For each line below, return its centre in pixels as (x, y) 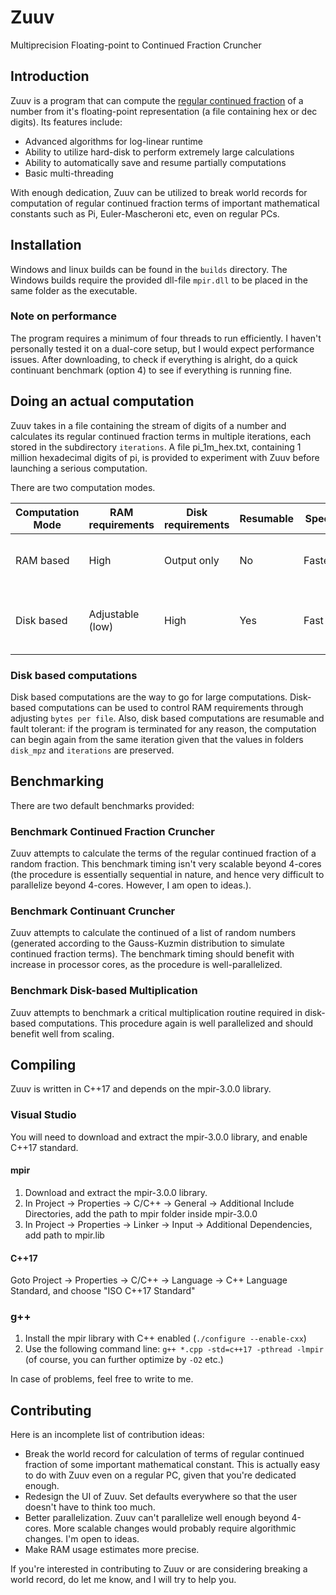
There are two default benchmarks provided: (102, 805)
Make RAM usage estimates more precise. (112, 1550)
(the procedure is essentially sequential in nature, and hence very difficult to (167, 875)
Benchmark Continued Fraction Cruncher (113, 831)
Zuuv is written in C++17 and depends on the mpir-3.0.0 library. (141, 1089)
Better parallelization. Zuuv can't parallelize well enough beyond (157, 1518)
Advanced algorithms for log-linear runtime (114, 141)
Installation (46, 245)
